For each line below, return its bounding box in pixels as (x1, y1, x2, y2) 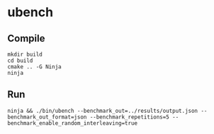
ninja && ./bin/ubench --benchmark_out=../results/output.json (7, 107, 198, 114)
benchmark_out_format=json (7, 114, 87, 121)
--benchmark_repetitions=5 (89, 114, 170, 121)
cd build (7, 57, 33, 64)
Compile (7, 32, 45, 44)
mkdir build (7, 51, 43, 58)
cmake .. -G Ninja (7, 63, 62, 71)
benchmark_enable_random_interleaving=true (7, 119, 138, 127)
